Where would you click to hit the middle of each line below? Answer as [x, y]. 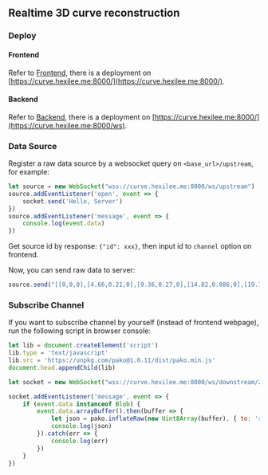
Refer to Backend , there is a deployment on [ [82, 117]
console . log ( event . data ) [64, 224]
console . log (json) [81, 426]
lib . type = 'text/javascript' [59, 353]
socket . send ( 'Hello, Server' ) [73, 201]
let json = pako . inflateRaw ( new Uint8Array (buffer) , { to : [151, 419]
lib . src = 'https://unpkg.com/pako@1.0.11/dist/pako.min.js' [112, 361]
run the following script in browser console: [80, 331]
